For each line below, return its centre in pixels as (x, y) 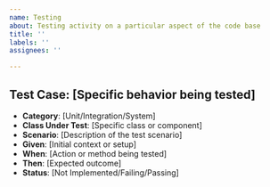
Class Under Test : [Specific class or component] (112, 125)
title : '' (28, 34)
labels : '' (29, 42)
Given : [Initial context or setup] (79, 144)
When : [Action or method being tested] (94, 153)
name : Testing (36, 17)
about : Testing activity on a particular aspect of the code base (135, 26)
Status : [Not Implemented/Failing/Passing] (101, 172)
